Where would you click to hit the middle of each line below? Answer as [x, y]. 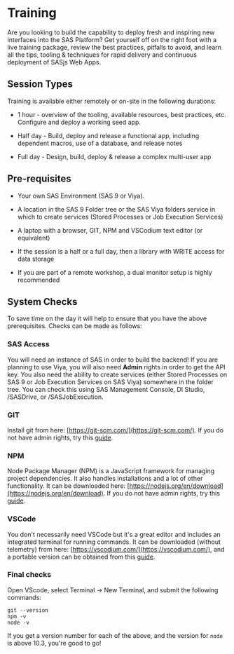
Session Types [40, 84]
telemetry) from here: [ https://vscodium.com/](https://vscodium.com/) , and [116, 549]
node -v [19, 622]
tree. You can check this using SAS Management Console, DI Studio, [106, 389]
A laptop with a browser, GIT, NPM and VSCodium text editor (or [110, 230]
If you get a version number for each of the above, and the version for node [115, 635]
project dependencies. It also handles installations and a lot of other [105, 479]
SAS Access [29, 344]
